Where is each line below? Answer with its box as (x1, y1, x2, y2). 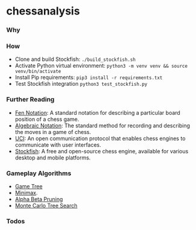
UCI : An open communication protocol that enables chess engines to (14, 135, 186, 142)
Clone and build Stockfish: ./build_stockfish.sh (14, 56, 136, 63)
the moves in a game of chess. (14, 128, 91, 135)
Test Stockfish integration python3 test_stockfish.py (14, 80, 148, 88)
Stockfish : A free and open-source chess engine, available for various (14, 147, 189, 155)
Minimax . (14, 189, 38, 196)
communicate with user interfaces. (14, 141, 102, 149)
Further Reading (6, 95, 55, 104)
